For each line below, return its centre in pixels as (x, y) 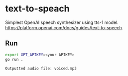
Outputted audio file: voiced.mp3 (41, 68)
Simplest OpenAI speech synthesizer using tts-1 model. (62, 22)
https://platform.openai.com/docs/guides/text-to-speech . (64, 27)
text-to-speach (37, 9)
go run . (14, 59)
